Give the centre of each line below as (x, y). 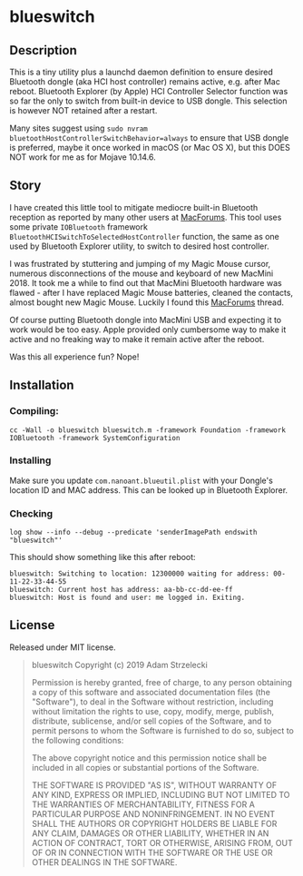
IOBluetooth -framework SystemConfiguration (95, 438)
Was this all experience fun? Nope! (74, 357)
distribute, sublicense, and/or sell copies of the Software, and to (151, 721)
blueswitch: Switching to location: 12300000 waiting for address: (140, 574)
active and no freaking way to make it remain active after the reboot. (137, 339)
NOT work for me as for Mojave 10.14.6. (83, 157)
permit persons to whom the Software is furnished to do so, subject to (163, 730)
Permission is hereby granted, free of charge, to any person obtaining (162, 682)
